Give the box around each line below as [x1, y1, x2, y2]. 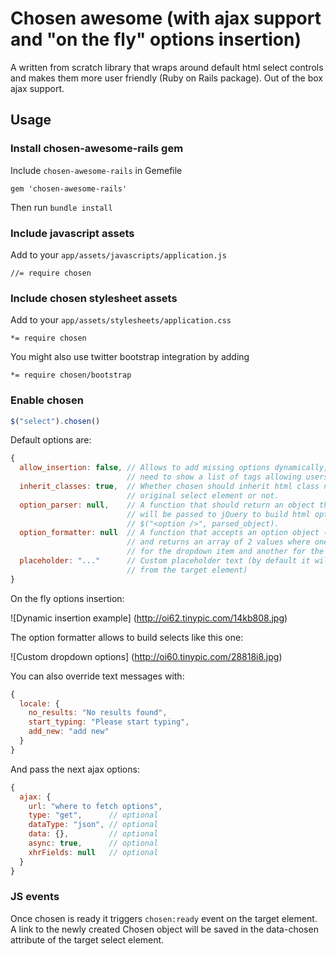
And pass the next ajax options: [10, 763, 140, 775]
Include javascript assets [10, 226, 135, 240]
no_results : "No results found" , [28, 708, 168, 718]
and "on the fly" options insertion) [10, 28, 302, 51]
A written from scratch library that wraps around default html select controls [10, 61, 324, 73]
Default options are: [10, 434, 92, 446]
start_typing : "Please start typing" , [28, 717, 190, 727]
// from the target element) [126, 565, 248, 575]
